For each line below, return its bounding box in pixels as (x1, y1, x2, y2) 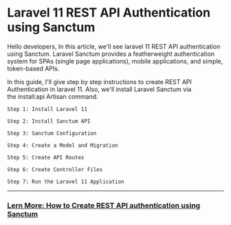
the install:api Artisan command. (7, 92, 98, 101)
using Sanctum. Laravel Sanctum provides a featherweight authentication (7, 50, 215, 58)
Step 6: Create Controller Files (7, 166, 103, 173)
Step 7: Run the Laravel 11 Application (7, 178, 125, 185)
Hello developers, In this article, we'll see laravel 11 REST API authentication (7, 42, 221, 50)
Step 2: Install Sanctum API (7, 117, 91, 125)
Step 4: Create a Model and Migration (7, 141, 118, 149)
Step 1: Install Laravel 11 (7, 106, 88, 112)
